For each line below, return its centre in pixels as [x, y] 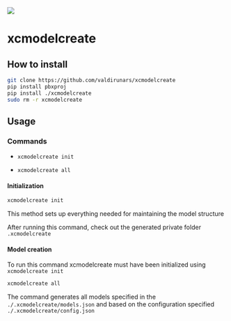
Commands [27, 141]
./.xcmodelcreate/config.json [51, 311]
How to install [38, 64]
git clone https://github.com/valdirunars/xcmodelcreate [91, 80]
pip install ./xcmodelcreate [49, 93]
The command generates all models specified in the [82, 297]
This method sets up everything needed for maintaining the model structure [116, 214]
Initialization [25, 186]
